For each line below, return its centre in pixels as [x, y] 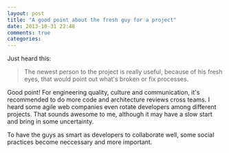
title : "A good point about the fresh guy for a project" [92, 20]
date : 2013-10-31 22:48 [41, 26]
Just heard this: [29, 58]
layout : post [26, 13]
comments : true [29, 33]
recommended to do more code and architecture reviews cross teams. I [109, 99]
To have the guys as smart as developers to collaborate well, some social [111, 135]
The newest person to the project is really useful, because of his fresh [123, 72]
